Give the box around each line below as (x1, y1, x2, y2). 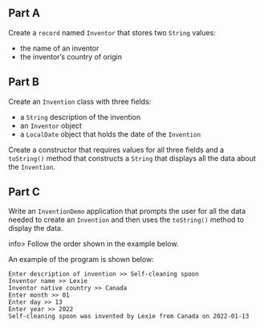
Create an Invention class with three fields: (8, 96, 152, 106)
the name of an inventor (19, 43, 100, 53)
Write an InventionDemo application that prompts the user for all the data (8, 207, 246, 216)
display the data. (8, 223, 63, 233)
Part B (8, 76, 40, 89)
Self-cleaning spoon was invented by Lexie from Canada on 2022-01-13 (8, 313, 250, 321)
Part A (8, 6, 40, 20)
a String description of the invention (19, 112, 141, 121)
